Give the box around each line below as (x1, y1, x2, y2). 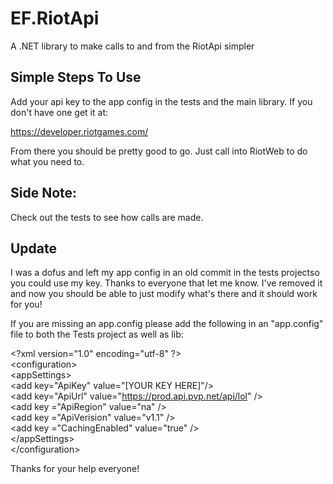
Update (10, 240, 58, 257)
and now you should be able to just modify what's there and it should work (10, 288, 318, 300)
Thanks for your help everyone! (10, 463, 140, 475)
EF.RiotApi (10, 7, 100, 30)
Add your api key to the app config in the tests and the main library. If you (10, 95, 313, 107)
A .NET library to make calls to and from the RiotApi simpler (10, 40, 255, 52)
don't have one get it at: (10, 106, 108, 118)
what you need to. (10, 155, 85, 167)
